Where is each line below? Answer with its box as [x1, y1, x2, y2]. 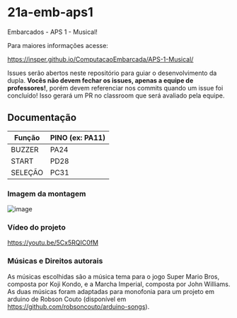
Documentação [7, 112, 76, 124]
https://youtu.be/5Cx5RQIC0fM [7, 238, 99, 247]
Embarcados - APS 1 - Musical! [7, 28, 98, 36]
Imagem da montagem [7, 189, 86, 199]
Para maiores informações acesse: [7, 41, 108, 49]
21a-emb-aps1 [7, 4, 93, 20]
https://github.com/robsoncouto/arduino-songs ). [7, 302, 150, 311]
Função [13, 132, 40, 142]
